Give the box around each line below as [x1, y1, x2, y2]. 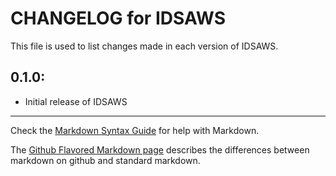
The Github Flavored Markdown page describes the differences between [10, 143, 310, 156]
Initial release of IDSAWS [24, 95, 128, 107]
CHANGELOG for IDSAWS [10, 7, 227, 30]
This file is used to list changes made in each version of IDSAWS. [10, 40, 279, 52]
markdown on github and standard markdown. [10, 154, 201, 166]
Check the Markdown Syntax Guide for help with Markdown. [10, 124, 260, 136]
